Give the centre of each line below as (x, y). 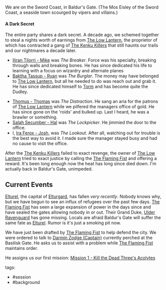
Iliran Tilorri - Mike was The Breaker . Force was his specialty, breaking (84, 60)
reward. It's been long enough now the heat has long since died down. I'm (81, 164)
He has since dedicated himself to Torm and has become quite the (80, 87)
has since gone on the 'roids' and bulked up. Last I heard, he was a (81, 112)
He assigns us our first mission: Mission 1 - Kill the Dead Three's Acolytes (80, 258)
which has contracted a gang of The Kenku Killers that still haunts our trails (82, 45)
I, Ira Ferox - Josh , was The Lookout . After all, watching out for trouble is (86, 133)
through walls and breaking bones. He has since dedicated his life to (82, 65)
